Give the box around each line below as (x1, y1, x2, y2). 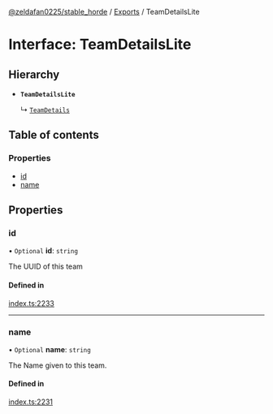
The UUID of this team (8, 261, 84, 271)
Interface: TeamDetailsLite (8, 36, 192, 54)
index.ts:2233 (8, 298, 54, 308)
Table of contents (8, 128, 99, 142)
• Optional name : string (8, 344, 91, 354)
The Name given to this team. (8, 360, 107, 370)
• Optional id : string (8, 246, 79, 256)
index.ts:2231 (8, 397, 54, 407)
